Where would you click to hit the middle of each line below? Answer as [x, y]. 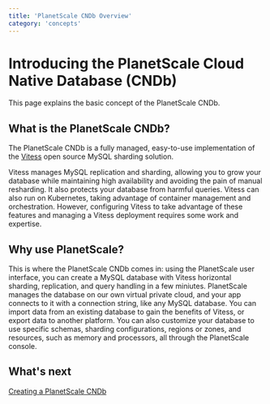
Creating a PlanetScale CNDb [58, 391]
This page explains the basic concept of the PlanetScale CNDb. [114, 103]
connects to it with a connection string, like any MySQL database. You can [133, 304]
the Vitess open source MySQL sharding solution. [91, 157]
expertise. [25, 224]
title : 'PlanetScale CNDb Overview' [70, 16]
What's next [40, 372]
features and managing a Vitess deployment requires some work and [124, 215]
